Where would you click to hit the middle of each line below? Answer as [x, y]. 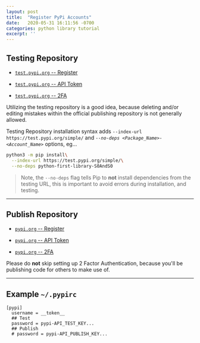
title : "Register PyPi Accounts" [49, 17]
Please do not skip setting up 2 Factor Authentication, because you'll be [95, 264]
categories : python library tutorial [53, 28]
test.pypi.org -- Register [46, 72]
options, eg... [61, 144]
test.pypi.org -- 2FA [41, 95]
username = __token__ [38, 313]
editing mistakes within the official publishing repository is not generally [94, 113]
